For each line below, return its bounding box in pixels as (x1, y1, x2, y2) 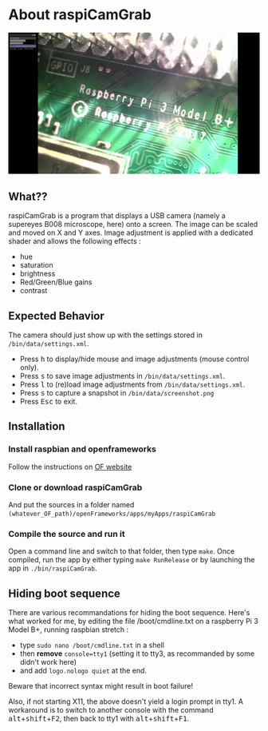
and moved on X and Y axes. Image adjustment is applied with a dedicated (8, 228, 254, 237)
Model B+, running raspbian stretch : (8, 625, 129, 634)
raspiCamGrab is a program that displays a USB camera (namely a (8, 211, 226, 220)
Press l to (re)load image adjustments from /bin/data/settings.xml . (19, 379, 246, 389)
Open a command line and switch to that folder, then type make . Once (8, 546, 235, 556)
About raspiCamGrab (8, 6, 152, 24)
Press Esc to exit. (19, 397, 78, 407)
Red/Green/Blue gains (19, 277, 93, 287)
